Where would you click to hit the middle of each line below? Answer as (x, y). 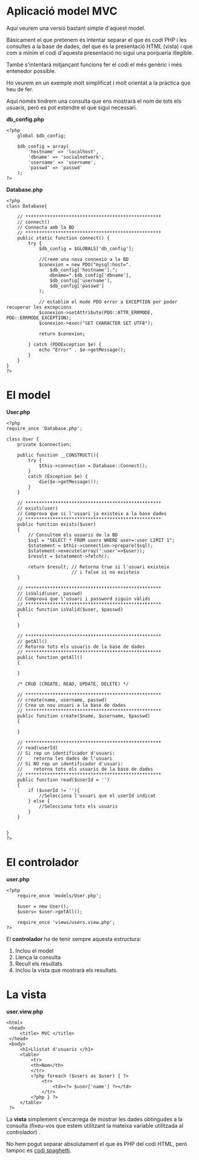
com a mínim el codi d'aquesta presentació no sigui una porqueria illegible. (100, 52)
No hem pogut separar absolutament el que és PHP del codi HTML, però (97, 1144)
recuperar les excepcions (39, 307)
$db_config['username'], (81, 280)
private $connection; (44, 444)
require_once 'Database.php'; (45, 428)
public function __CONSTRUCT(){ (58, 455)
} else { (39, 801)
